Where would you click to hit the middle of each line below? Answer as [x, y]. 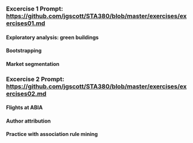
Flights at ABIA [24, 107]
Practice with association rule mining [52, 134]
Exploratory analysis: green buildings [52, 37]
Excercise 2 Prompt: [35, 79]
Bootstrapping [24, 51]
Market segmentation [33, 64]
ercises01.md [26, 23]
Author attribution [29, 121]
